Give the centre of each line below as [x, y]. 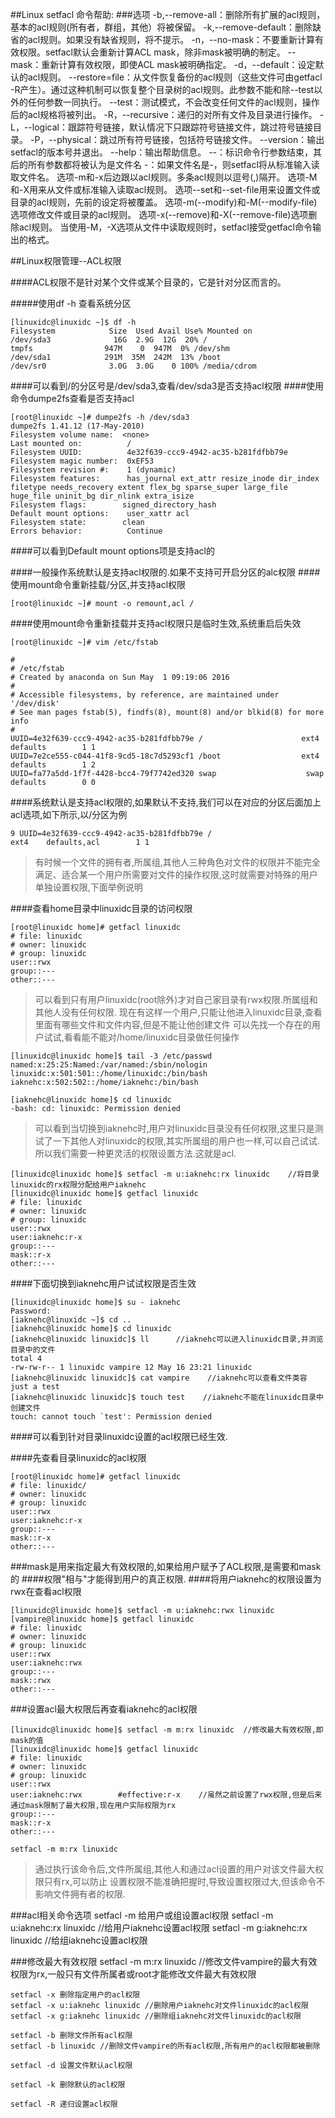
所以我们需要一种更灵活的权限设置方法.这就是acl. [135, 1153]
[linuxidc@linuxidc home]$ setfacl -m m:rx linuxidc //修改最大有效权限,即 [167, 1730]
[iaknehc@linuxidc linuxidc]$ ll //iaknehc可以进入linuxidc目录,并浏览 [167, 1339]
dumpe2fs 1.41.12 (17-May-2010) [77, 426]
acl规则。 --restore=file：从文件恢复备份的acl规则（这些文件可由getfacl [175, 77]
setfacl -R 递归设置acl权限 [64, 2104]
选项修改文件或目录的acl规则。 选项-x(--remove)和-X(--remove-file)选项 [159, 214]
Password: [31, 1311]
